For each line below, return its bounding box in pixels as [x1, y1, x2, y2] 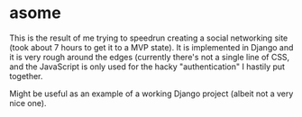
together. [9, 70, 43, 81]
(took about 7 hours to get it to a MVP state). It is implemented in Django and [9, 41, 294, 52]
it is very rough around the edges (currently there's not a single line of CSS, [9, 51, 290, 62]
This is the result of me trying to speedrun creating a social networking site [9, 32, 288, 43]
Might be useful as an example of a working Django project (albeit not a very [9, 88, 294, 99]
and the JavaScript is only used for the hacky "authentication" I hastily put [9, 61, 286, 72]
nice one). [9, 97, 47, 108]
